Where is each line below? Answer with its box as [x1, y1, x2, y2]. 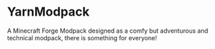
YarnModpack [7, 4, 90, 20]
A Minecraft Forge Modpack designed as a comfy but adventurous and [7, 27, 209, 35]
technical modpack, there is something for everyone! [7, 33, 157, 42]
